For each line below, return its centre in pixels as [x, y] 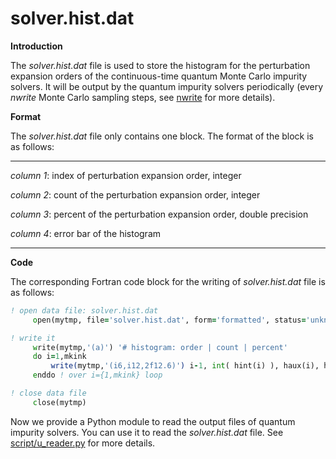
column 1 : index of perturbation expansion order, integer [126, 175]
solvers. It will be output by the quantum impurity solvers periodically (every [167, 86]
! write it [33, 338]
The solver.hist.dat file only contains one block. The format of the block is [162, 136]
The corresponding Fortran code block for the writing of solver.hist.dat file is [168, 281]
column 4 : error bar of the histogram [86, 233]
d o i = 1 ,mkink [59, 357]
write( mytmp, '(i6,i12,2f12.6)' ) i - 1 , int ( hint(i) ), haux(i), [185, 366]
